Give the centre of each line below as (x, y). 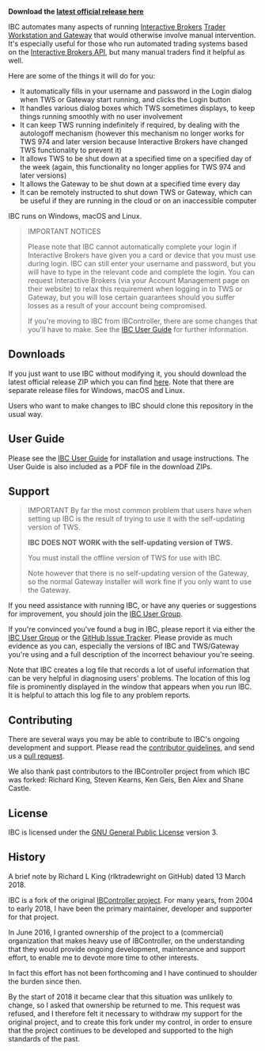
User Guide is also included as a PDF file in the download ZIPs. (110, 466)
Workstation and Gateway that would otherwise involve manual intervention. (132, 35)
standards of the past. (44, 1038)
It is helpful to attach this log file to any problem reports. (100, 695)
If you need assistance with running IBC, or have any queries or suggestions (132, 606)
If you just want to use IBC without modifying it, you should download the (127, 373)
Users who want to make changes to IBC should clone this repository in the (131, 405)
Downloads (37, 355)
